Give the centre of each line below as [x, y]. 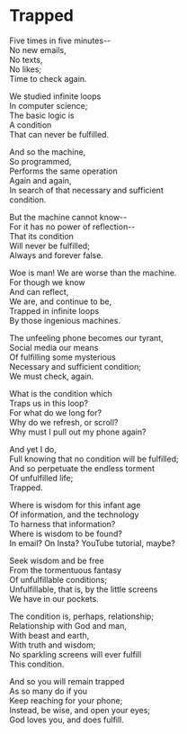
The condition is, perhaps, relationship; [82, 616]
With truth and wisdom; [53, 645]
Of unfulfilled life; [41, 478]
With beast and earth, [49, 635]
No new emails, [38, 49]
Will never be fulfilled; [49, 246]
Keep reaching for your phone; [66, 700]
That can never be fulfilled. [59, 134]
